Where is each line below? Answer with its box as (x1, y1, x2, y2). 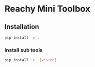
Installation (4, 23, 39, 31)
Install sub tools (4, 47, 43, 54)
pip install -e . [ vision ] (4, 58, 57, 63)
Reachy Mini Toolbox (4, 3, 91, 14)
